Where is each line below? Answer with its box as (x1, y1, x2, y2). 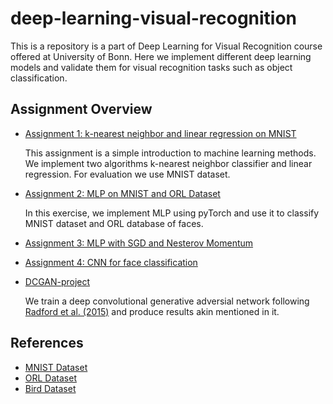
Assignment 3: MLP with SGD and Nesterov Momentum (24, 237, 254, 249)
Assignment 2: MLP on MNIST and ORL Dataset (24, 187, 221, 199)
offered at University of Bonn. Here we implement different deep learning (10, 50, 312, 62)
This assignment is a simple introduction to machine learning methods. (24, 147, 317, 159)
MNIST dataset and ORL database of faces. (24, 217, 204, 229)
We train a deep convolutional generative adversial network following (24, 295, 310, 307)
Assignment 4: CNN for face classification (24, 256, 198, 268)
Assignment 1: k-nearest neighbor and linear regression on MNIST (24, 127, 297, 139)
